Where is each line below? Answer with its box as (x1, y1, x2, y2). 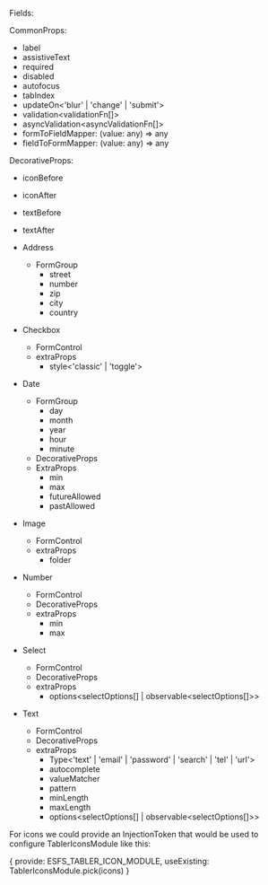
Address (22, 242, 54, 252)
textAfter (22, 224, 56, 235)
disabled (22, 71, 55, 82)
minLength (48, 793, 90, 802)
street (48, 269, 72, 279)
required (22, 62, 55, 72)
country (48, 307, 79, 318)
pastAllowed (48, 501, 96, 511)
